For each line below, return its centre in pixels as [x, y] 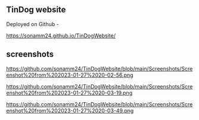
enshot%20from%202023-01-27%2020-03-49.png [70, 110]
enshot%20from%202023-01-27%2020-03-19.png [69, 93]
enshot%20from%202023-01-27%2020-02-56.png [70, 75]
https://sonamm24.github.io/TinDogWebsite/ [61, 36]
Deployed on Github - [33, 24]
